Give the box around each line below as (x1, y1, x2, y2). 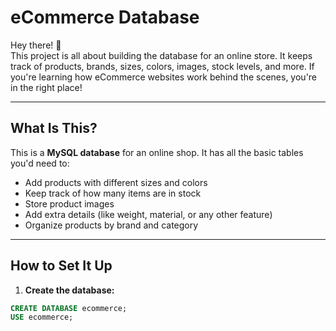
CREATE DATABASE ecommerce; (10, 303, 128, 313)
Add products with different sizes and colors (24, 176, 208, 188)
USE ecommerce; (10, 312, 74, 323)
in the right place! (10, 81, 83, 93)
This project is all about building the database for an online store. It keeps (10, 49, 313, 61)
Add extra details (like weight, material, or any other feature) (24, 208, 273, 220)
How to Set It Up (10, 257, 113, 275)
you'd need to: (10, 157, 70, 169)
